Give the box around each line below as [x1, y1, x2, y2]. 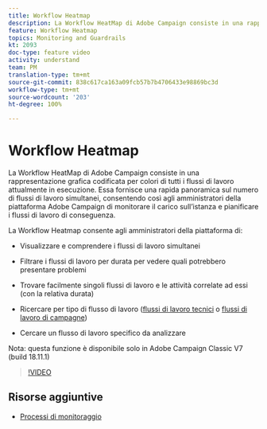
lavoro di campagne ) [19, 313, 87, 322]
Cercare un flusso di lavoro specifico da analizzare [19, 328, 187, 338]
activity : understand [8, 57, 80, 64]
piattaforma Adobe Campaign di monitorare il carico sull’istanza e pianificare [8, 202, 259, 212]
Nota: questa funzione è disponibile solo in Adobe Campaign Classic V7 [8, 344, 244, 353]
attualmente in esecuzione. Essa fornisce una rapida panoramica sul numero [8, 185, 259, 195]
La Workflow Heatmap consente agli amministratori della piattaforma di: [8, 226, 243, 236]
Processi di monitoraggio [19, 411, 102, 421]
